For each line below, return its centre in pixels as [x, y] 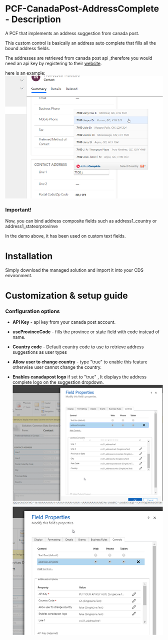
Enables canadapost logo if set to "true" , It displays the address [79, 377]
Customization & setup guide [67, 295]
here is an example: [25, 73]
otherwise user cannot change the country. [57, 367]
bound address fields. [28, 48]
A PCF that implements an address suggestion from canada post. [72, 33]
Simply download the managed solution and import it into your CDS [74, 270]
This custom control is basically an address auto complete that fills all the [81, 43]
